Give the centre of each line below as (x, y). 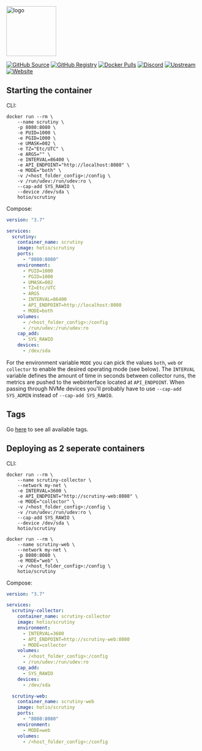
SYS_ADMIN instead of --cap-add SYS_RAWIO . (60, 395)
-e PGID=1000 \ (37, 138)
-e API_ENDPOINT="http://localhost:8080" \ (74, 165)
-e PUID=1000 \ (37, 133)
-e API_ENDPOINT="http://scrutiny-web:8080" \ (78, 496)
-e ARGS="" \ (34, 154)
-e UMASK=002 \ (37, 143)
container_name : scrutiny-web (56, 702)
